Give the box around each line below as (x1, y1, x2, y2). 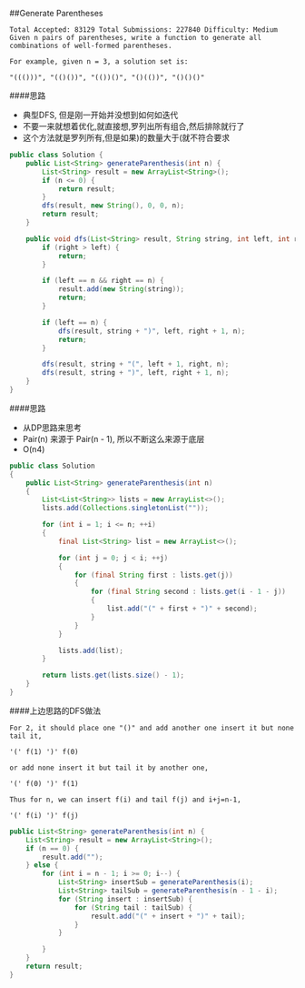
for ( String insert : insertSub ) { (57, 894, 193, 903)
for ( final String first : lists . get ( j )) (74, 570, 233, 580)
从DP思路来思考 (22, 422, 82, 433)
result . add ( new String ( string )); (57, 285, 184, 294)
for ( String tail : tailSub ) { (74, 902, 193, 912)
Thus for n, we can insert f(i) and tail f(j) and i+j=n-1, (9, 795, 242, 804)
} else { (25, 861, 59, 870)
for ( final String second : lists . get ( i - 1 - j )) (90, 587, 287, 597)
